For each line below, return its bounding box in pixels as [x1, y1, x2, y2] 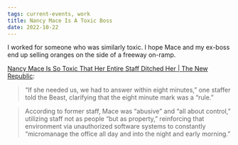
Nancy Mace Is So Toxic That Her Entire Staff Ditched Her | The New [7, 65, 208, 73]
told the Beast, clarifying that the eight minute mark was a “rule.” [24, 93, 215, 102]
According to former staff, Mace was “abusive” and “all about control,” [24, 107, 231, 116]
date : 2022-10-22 [7, 23, 59, 31]
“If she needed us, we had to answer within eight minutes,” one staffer [24, 86, 231, 95]
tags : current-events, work [7, 10, 91, 18]
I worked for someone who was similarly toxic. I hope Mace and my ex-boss [7, 43, 230, 52]
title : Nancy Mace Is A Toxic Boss [7, 17, 113, 24]
